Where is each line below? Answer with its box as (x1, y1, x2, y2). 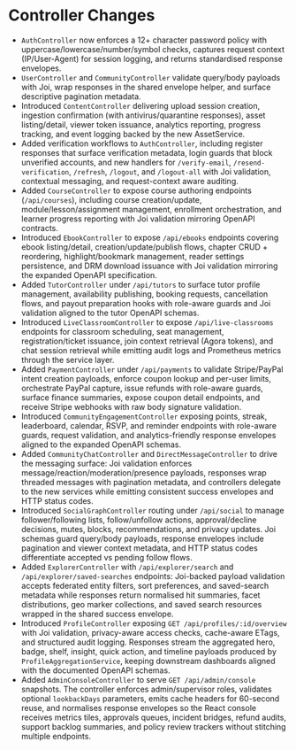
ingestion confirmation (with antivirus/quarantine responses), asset (20, 110, 266, 120)
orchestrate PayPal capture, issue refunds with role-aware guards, (20, 383, 264, 393)
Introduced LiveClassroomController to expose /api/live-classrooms (20, 316, 274, 328)
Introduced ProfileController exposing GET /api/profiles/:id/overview (20, 617, 287, 629)
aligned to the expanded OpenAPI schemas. (20, 439, 182, 450)
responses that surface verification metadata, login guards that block (20, 147, 273, 158)
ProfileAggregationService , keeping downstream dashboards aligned (20, 655, 276, 666)
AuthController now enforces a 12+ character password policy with (20, 35, 267, 45)
